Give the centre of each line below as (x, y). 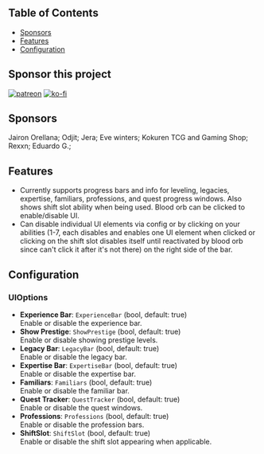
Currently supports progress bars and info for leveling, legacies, (124, 190)
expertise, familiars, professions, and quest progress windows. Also (131, 199)
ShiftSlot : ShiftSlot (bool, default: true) (85, 432)
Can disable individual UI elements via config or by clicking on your (130, 224)
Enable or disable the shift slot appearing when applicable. (116, 441)
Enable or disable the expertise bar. (78, 374)
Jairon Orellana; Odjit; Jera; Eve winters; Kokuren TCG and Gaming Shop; (128, 138)
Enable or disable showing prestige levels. (89, 340)
